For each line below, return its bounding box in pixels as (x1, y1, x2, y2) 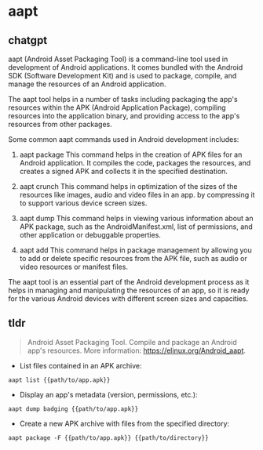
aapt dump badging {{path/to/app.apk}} (8, 405, 139, 413)
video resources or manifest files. (19, 262, 128, 271)
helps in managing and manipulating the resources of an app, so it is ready (8, 285, 250, 295)
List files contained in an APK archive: (19, 361, 142, 370)
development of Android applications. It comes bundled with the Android (8, 63, 243, 72)
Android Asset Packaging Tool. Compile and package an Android (27, 337, 237, 347)
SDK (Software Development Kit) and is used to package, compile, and (8, 71, 237, 80)
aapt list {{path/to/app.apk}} (8, 376, 111, 384)
